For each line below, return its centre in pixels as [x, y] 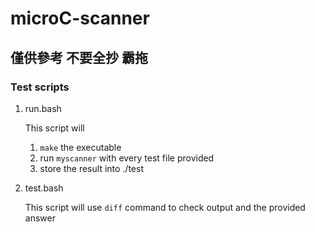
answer [40, 218]
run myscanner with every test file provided [127, 158]
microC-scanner [80, 18]
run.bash [43, 108]
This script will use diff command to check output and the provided [165, 207]
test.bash [44, 188]
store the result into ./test [91, 168]
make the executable [80, 147]
